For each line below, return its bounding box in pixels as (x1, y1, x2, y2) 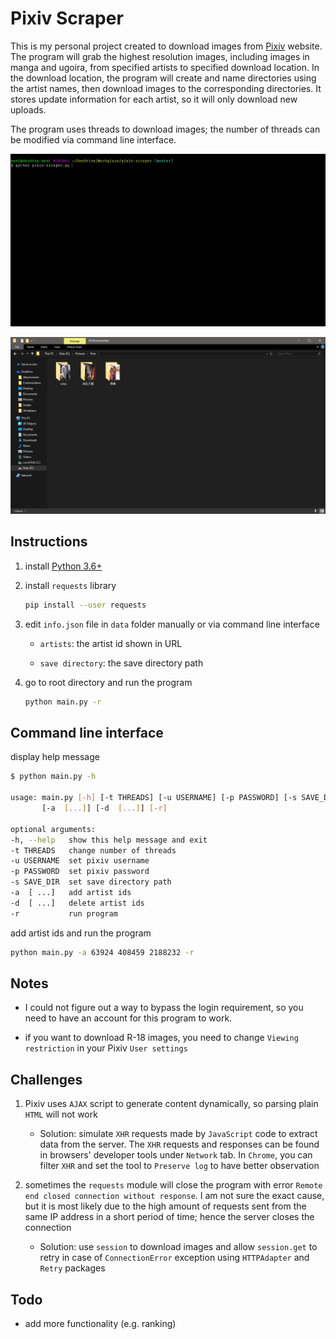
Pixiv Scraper (10, 7, 124, 30)
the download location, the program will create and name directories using (10, 72, 317, 84)
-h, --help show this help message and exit (10, 835, 208, 845)
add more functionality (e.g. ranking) (24, 1318, 177, 1329)
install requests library (24, 579, 117, 591)
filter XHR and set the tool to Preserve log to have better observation (39, 1160, 320, 1172)
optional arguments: (10, 824, 97, 834)
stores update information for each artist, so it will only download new (10, 93, 298, 105)
